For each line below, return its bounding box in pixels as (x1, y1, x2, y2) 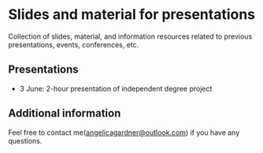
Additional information (8, 106, 121, 120)
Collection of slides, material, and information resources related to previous (8, 32, 253, 41)
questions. (8, 136, 43, 145)
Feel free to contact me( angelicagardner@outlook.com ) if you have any (8, 128, 240, 137)
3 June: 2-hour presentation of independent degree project (19, 84, 213, 93)
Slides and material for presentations (8, 6, 256, 24)
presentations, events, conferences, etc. (8, 39, 139, 49)
